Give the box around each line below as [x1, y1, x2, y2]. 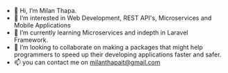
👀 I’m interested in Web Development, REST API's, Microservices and [13, 14, 212, 22]
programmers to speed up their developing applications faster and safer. [13, 50, 222, 59]
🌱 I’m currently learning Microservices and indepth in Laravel [13, 28, 188, 36]
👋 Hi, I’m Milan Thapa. [13, 7, 77, 14]
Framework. [13, 36, 49, 44]
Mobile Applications [13, 21, 71, 29]
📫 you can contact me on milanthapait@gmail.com [13, 59, 161, 66]
